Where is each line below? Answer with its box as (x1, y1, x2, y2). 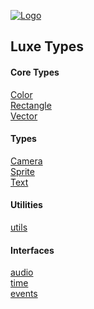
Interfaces (10, 244, 55, 256)
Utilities (10, 199, 43, 211)
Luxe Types (10, 38, 85, 55)
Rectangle (10, 99, 52, 111)
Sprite (10, 165, 35, 177)
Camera (10, 155, 43, 167)
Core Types (10, 66, 60, 78)
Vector (10, 110, 38, 122)
